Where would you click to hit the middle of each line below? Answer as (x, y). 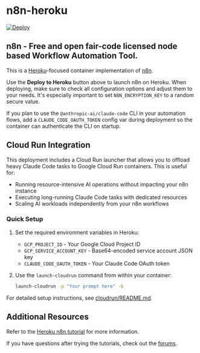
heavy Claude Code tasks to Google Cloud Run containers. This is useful (97, 166)
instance (26, 191)
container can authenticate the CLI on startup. (63, 126)
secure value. (23, 101)
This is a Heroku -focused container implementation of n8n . (80, 70)
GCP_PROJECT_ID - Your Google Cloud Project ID (82, 244)
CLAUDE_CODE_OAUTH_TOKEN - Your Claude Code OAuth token (97, 263)
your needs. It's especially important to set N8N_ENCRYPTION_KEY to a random (100, 95)
